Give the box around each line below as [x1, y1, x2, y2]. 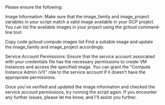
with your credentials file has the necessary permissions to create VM [5, 59, 147, 64]
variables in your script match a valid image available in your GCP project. [5, 19, 155, 25]
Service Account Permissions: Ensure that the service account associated [5, 53, 155, 59]
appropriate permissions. [5, 75, 56, 80]
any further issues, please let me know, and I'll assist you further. [5, 94, 137, 100]
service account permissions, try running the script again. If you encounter [5, 89, 157, 95]
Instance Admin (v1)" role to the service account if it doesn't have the [5, 69, 146, 75]
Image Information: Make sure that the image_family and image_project [5, 14, 149, 19]
